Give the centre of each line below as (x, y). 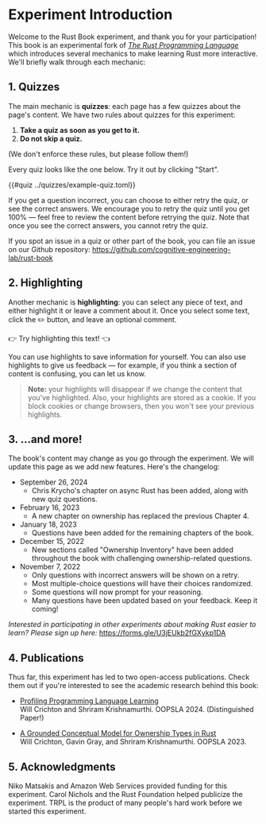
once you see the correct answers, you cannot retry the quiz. (108, 225)
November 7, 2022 (50, 567)
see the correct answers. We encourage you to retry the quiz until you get (129, 208)
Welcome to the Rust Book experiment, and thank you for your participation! (133, 37)
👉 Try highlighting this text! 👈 (59, 338)
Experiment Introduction (91, 15)
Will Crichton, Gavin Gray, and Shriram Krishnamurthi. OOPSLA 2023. (133, 742)
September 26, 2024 (54, 482)
